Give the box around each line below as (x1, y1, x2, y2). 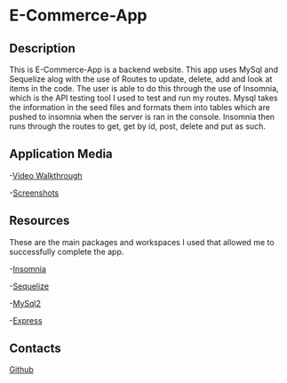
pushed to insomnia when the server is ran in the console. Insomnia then (9, 112, 275, 122)
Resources (9, 213, 70, 228)
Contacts (9, 341, 62, 356)
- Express (9, 315, 43, 325)
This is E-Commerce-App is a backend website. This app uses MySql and (9, 64, 278, 75)
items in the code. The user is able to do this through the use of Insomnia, (9, 84, 279, 93)
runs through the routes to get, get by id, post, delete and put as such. (9, 121, 267, 132)
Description (9, 41, 76, 56)
